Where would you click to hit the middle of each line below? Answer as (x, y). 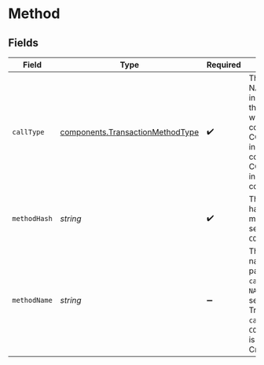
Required (224, 65)
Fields (24, 43)
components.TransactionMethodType (129, 132)
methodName (32, 300)
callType (28, 132)
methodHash (32, 218)
